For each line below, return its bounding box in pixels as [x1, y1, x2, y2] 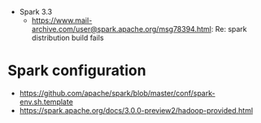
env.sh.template [19, 97, 74, 107]
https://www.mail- [31, 15, 93, 25]
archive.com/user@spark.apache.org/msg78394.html [31, 24, 212, 33]
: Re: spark [211, 24, 247, 33]
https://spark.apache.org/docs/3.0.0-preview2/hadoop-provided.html [19, 105, 254, 115]
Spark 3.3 [19, 7, 53, 16]
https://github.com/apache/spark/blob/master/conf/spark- [19, 88, 216, 98]
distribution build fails [31, 33, 104, 42]
